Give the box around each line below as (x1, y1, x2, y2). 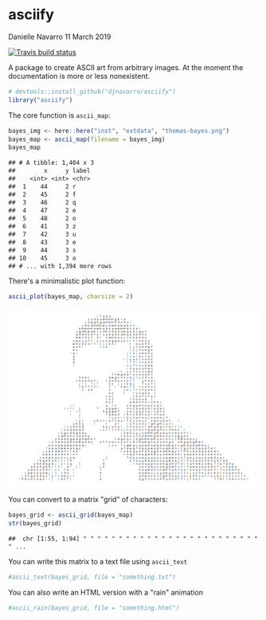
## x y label (8, 167, 91, 175)
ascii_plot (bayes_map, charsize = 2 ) (8, 293, 134, 301)
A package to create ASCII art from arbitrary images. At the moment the (8, 62, 244, 72)
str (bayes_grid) (8, 520, 62, 528)
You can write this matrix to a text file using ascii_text (8, 556, 188, 566)
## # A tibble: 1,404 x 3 (8, 159, 94, 167)
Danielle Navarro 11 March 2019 (8, 32, 111, 41)
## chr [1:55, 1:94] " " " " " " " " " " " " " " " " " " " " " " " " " (8, 535, 259, 543)
